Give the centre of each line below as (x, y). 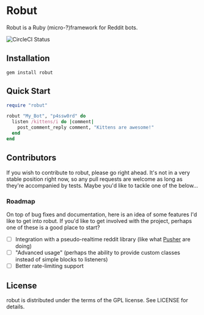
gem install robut (30, 73)
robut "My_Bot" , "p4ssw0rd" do (46, 116)
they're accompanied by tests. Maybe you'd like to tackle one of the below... (102, 185)
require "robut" (27, 105)
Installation (28, 58)
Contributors (31, 158)
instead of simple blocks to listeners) (61, 260)
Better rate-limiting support (49, 266)
